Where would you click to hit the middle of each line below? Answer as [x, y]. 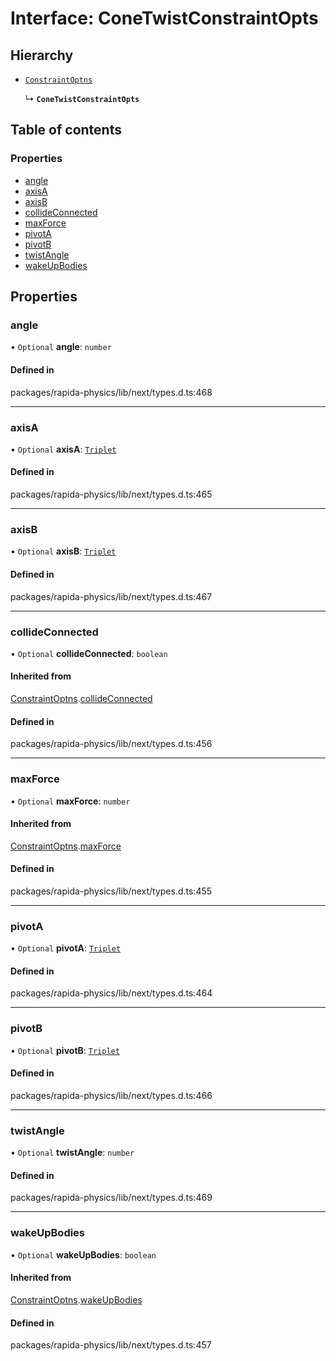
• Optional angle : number [61, 347]
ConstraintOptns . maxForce [66, 846]
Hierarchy [42, 55]
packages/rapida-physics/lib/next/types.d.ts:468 [111, 392]
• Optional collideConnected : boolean [89, 653]
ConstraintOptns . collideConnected [81, 699]
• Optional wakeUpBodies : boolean [83, 1254]
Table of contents [66, 130]
